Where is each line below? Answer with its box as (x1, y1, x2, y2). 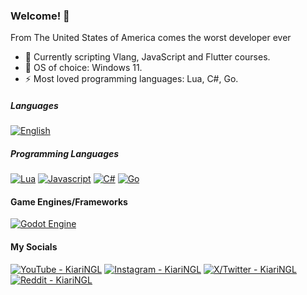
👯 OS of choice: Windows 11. (24, 62, 143, 74)
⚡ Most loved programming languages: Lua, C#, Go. (24, 73, 239, 85)
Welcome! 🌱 (10, 9, 70, 23)
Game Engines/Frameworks (10, 195, 128, 208)
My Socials (10, 241, 58, 253)
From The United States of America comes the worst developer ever (10, 32, 292, 44)
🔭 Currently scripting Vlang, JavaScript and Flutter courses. (24, 51, 271, 63)
